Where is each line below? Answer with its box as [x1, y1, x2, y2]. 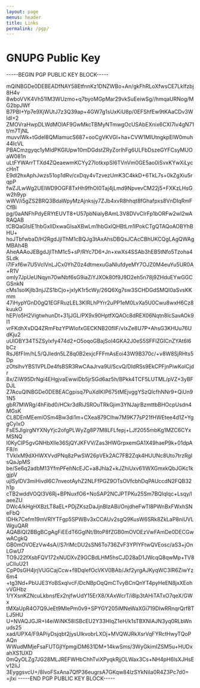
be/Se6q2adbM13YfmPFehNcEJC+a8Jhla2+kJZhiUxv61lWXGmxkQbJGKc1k [6, 465, 194, 472]
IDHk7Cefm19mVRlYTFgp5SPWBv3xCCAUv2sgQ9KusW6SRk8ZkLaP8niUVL [6, 516, 194, 523]
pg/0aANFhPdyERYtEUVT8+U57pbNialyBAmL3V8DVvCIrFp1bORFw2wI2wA [6, 210, 193, 218]
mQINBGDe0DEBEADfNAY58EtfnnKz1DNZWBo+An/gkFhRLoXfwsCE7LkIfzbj [6, 83, 194, 90]
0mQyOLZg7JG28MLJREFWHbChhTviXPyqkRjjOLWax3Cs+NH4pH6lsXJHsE [6, 656, 195, 663]
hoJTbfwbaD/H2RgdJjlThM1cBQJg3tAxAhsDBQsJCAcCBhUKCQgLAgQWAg [6, 236, 195, 243]
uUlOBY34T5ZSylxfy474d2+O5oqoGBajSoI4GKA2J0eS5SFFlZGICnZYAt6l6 [6, 337, 192, 345]
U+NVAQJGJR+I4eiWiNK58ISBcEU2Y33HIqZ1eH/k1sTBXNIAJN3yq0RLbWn [6, 618, 192, 625]
